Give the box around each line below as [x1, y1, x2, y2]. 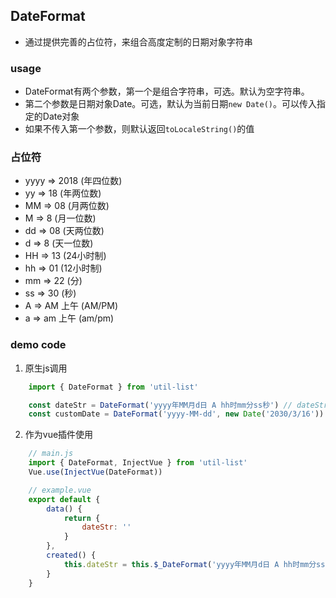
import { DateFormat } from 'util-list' [28, 382, 199, 392]
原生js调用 [24, 362, 68, 374]
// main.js [28, 449, 74, 459]
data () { [46, 504, 83, 514]
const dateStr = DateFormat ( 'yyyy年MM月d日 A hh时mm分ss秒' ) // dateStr [28, 400, 329, 410]
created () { [46, 550, 97, 561]
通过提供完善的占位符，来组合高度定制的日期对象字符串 [24, 35, 253, 48]
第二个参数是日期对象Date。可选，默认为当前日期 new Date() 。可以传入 [24, 98, 317, 110]
